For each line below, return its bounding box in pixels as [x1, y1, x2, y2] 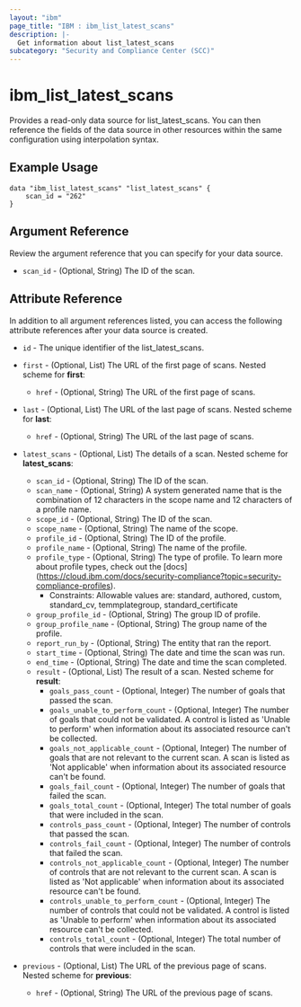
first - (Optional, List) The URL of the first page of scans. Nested [22, 359, 267, 370]
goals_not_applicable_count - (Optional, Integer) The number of [49, 742, 288, 753]
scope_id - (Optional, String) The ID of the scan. [35, 513, 213, 524]
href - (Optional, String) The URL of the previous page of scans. [35, 987, 273, 998]
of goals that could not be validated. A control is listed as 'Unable [49, 713, 290, 724]
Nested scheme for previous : [22, 969, 132, 980]
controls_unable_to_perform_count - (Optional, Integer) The [49, 895, 271, 905]
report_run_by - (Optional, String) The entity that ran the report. [35, 637, 271, 648]
